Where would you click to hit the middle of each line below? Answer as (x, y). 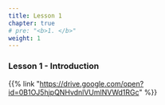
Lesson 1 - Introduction (54, 67)
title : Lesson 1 (35, 16)
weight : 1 (25, 38)
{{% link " (24, 83)
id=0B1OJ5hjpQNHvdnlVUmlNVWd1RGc (74, 92)
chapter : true (32, 23)
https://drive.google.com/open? (92, 83)
